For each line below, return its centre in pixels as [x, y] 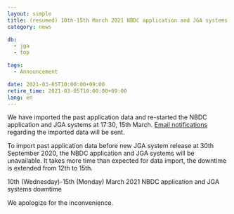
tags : [15, 65]
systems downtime [34, 189]
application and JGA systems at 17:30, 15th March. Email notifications [108, 125]
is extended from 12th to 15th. [50, 168]
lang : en [20, 98]
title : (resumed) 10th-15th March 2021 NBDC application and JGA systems [118, 20]
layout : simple [30, 14]
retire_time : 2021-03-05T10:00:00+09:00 [67, 91]
